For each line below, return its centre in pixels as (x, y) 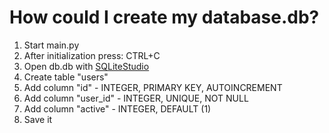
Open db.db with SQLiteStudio (86, 66)
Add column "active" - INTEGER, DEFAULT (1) (117, 108)
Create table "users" (66, 77)
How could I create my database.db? (164, 17)
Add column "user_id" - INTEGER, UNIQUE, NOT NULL (136, 98)
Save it (38, 119)
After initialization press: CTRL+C (92, 55)
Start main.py (51, 45)
